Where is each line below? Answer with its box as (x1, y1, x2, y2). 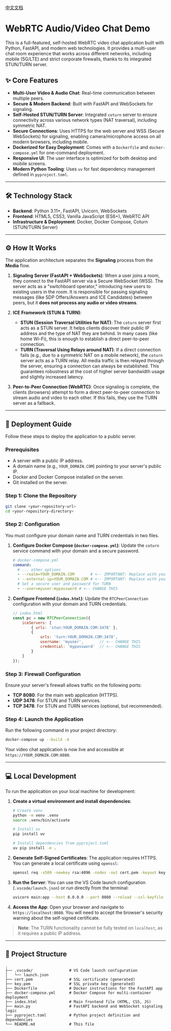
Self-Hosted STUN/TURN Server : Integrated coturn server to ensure (12, 112, 157, 118)
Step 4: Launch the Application (5, 715, 84, 722)
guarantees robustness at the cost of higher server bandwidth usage (20, 368, 165, 375)
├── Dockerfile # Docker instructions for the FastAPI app (5, 985, 163, 991)
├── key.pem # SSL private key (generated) (5, 981, 136, 986)
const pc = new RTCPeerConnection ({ (12, 616, 91, 621)
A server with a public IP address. (12, 457, 83, 464)
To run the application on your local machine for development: (5, 788, 136, 794)
